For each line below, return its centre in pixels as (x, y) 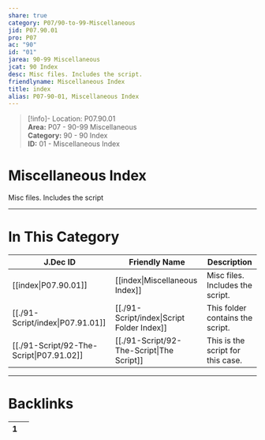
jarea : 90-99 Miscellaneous (54, 60)
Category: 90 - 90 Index (67, 136)
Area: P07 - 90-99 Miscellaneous (82, 127)
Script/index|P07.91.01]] (59, 323)
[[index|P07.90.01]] (50, 285)
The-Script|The (144, 351)
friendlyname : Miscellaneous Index (67, 81)
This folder (226, 308)
